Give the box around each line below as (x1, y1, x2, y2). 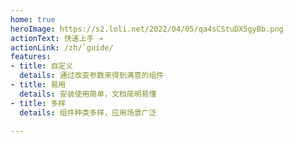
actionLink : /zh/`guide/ (10, 42, 114, 53)
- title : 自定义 (10, 61, 74, 71)
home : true (10, 14, 56, 25)
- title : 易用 (10, 80, 67, 90)
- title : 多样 (10, 98, 67, 108)
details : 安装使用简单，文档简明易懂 (19, 89, 157, 99)
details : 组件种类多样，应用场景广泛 (19, 107, 157, 118)
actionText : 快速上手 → (10, 33, 103, 43)
